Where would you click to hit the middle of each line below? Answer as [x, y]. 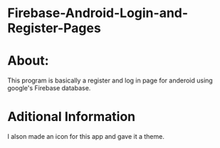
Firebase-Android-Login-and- [98, 13]
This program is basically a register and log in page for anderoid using [110, 80]
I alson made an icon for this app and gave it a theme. [86, 137]
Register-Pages [54, 28]
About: [28, 61]
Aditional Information [72, 117]
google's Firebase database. [49, 88]
